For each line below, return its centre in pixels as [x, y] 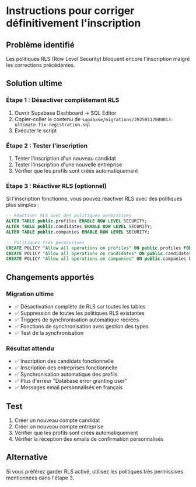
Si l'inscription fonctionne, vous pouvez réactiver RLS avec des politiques [94, 199]
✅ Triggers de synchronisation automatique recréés [76, 320]
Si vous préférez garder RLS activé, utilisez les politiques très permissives [95, 471]
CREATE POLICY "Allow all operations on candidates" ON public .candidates [99, 253]
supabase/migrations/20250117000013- [128, 119]
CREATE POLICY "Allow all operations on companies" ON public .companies [96, 259]
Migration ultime [30, 294]
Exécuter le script [36, 131]
